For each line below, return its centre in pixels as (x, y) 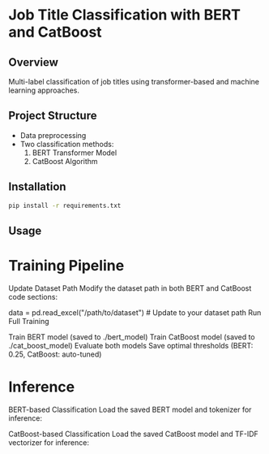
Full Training (29, 321)
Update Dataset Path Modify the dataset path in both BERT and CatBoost (130, 288)
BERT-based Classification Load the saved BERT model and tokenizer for (130, 409)
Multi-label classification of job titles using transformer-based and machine (134, 82)
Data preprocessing (53, 135)
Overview (34, 62)
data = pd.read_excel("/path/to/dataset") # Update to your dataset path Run (135, 312)
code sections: (33, 296)
